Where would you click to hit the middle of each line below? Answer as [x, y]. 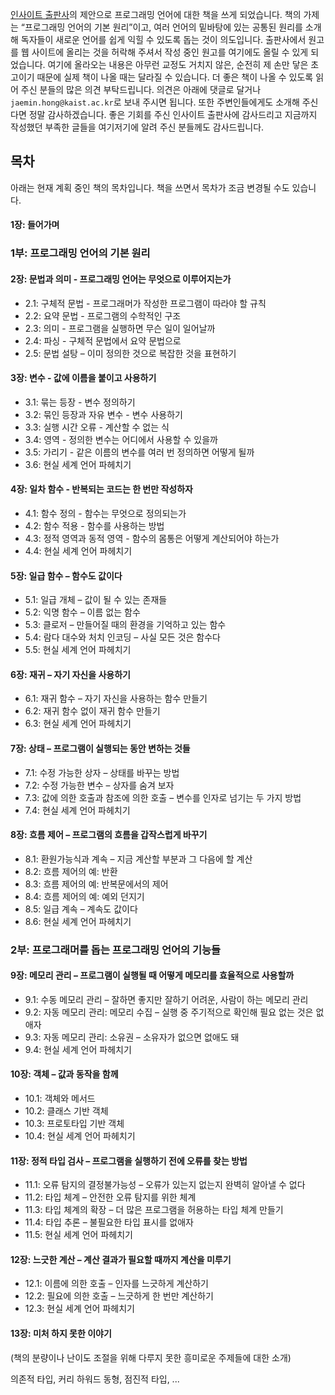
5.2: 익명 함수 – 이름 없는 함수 [82, 612]
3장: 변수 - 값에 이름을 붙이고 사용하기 [83, 378]
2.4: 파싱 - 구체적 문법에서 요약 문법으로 [103, 340]
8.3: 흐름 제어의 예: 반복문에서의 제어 [96, 884]
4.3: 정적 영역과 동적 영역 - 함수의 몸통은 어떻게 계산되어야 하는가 [152, 538]
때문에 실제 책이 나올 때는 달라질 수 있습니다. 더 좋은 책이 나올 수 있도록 [175, 77]
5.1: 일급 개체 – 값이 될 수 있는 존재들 [96, 600]
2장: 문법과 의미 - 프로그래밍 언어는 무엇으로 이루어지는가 [121, 279]
